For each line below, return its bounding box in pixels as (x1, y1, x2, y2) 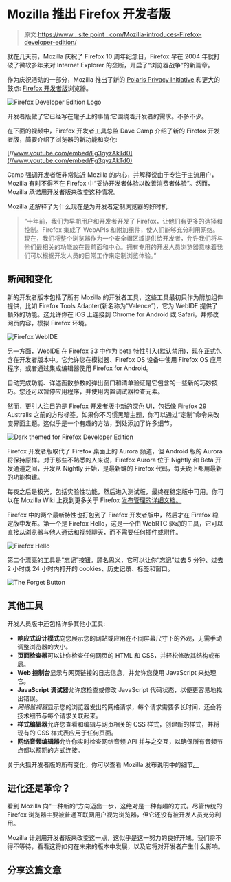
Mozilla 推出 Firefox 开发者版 (7, 6, 171, 22)
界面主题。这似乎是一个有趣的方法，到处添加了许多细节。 (12, 419, 176, 427)
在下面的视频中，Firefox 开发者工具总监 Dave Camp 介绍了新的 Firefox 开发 (7, 127, 220, 135)
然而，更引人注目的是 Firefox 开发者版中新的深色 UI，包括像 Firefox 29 (7, 402, 207, 410)
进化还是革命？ (7, 782, 71, 794)
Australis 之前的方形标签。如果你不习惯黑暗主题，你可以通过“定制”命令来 (7, 410, 214, 418)
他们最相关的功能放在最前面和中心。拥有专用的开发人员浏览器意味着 (23, 242, 217, 251)
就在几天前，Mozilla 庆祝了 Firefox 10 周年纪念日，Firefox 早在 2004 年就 (7, 52, 214, 61)
